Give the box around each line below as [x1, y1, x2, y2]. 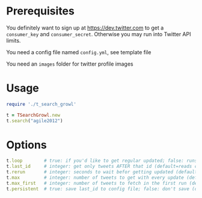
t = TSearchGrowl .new [6, 112, 61, 118]
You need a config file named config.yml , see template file [6, 48, 151, 55]
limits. [6, 37, 21, 44]
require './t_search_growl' [6, 101, 77, 107]
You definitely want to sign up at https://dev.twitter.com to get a [6, 24, 164, 31]
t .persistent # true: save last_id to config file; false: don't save [6, 185, 189, 192]
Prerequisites [6, 4, 75, 18]
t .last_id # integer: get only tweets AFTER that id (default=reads [6, 164, 192, 170]
